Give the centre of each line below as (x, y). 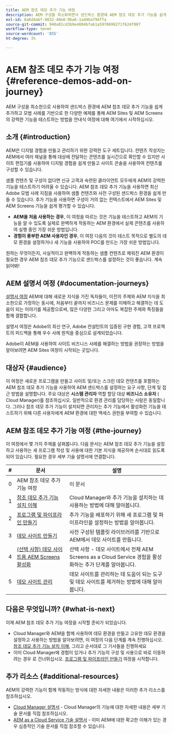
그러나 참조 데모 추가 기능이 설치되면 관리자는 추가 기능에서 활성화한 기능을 (87, 407)
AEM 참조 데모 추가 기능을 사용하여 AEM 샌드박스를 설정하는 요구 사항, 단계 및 (83, 387)
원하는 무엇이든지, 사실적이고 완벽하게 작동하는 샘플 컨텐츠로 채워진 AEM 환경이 (85, 253)
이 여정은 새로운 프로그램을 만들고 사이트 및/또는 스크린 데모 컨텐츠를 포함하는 (83, 381)
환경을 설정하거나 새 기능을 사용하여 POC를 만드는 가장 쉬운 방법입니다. (89, 242)
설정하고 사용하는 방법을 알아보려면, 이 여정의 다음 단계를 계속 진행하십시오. (88, 640)
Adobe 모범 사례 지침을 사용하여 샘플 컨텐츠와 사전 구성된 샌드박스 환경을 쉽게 (83, 193)
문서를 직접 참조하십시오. (43, 713)
